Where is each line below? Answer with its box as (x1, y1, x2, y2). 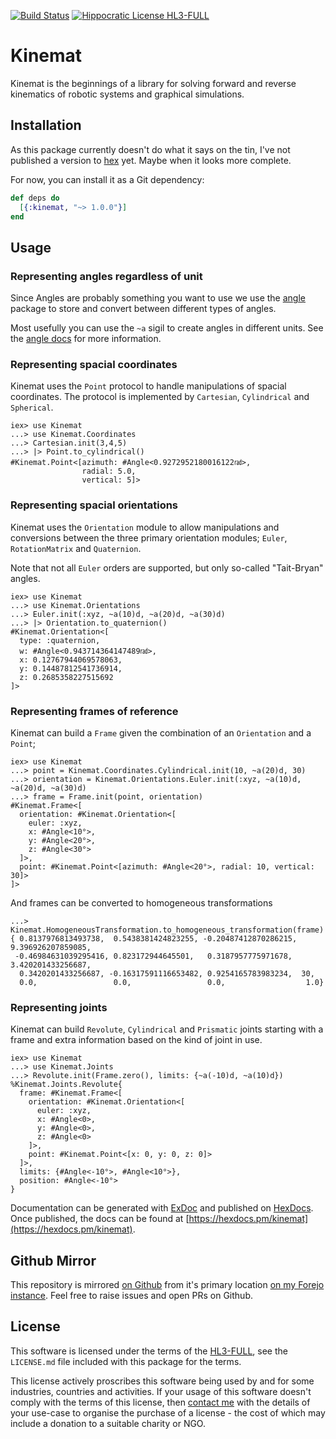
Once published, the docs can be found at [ (10, 1213, 190, 1225)
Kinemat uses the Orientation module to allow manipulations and (10, 521, 280, 533)
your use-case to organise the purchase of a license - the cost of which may (10, 1406, 326, 1419)
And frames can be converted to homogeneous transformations (10, 896, 273, 909)
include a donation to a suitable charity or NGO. (10, 1417, 206, 1429)
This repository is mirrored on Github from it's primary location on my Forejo (10, 1279, 325, 1291)
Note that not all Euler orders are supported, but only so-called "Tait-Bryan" (10, 561, 324, 574)
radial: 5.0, (81, 466, 137, 477)
